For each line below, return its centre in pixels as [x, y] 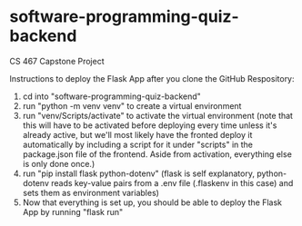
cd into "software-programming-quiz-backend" [112, 96]
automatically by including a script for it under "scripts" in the [137, 144]
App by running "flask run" [73, 211]
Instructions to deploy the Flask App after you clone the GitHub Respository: [152, 78]
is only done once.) [59, 163]
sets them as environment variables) [91, 192]
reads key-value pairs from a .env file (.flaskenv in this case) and [172, 182]
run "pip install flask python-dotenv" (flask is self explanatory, [138, 173]
